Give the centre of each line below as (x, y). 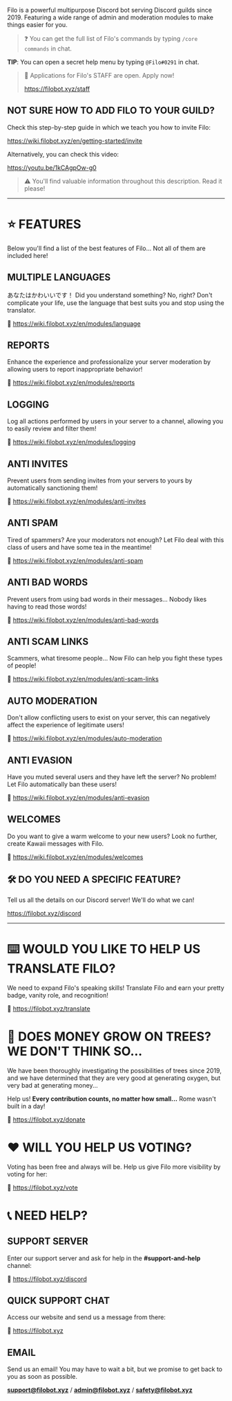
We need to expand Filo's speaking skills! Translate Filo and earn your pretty (116, 988)
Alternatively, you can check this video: (63, 154)
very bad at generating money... (52, 1085)
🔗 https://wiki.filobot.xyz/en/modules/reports (71, 383)
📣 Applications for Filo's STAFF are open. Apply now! (99, 75)
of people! (22, 665)
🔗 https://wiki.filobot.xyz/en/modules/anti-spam (75, 560)
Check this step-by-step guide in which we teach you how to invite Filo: (109, 127)
